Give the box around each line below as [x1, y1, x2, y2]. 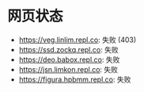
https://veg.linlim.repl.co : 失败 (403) [18, 35, 137, 44]
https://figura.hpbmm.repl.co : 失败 [18, 75, 131, 84]
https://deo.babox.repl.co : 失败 [18, 55, 120, 64]
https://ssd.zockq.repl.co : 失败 [18, 44, 119, 54]
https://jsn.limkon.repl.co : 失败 [18, 64, 119, 74]
